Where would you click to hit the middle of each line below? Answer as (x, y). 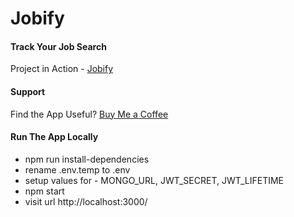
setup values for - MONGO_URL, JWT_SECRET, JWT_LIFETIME (154, 180)
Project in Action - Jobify (62, 69)
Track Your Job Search (58, 46)
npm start (44, 191)
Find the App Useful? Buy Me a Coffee (89, 114)
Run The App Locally (54, 137)
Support (28, 91)
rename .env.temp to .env (77, 169)
